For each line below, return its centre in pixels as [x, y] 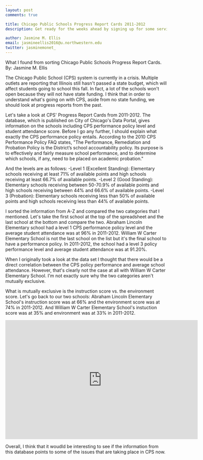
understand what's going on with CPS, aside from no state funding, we [80, 99]
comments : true [22, 15]
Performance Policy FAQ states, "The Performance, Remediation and [78, 142]
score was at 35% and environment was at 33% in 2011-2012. [70, 313]
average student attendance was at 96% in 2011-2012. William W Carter [81, 233]
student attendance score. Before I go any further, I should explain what [81, 131]
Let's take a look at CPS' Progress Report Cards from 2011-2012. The [78, 115]
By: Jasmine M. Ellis [26, 68]
